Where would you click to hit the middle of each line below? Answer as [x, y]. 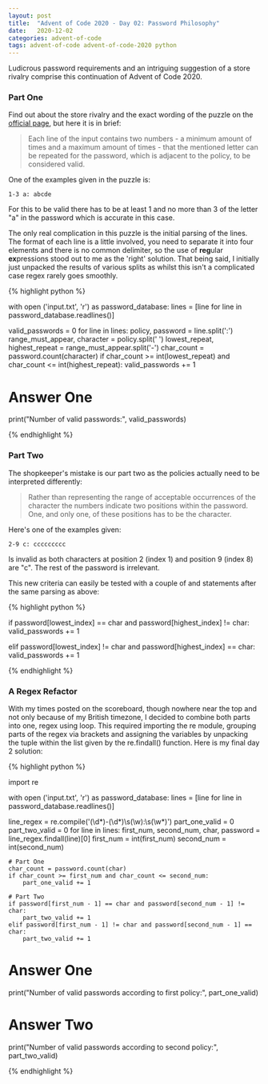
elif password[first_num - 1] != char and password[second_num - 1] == [130, 925]
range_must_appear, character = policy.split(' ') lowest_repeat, [111, 339]
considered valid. [56, 164]
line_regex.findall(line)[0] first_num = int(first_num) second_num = [117, 838]
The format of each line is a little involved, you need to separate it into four [131, 242]
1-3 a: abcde [30, 194]
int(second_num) [36, 847]
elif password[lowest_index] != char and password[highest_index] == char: [132, 646]
